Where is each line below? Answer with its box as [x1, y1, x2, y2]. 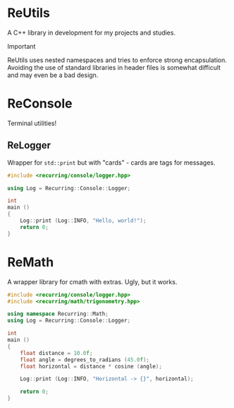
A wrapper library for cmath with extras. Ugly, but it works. [7, 277, 178, 286]
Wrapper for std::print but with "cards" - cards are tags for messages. [7, 158, 216, 167]
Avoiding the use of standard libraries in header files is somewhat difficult [7, 63, 221, 71]
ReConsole [7, 95, 73, 112]
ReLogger [7, 139, 51, 151]
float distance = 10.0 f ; [20, 349, 93, 356]
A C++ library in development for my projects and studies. [7, 28, 176, 37]
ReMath [7, 254, 54, 270]
